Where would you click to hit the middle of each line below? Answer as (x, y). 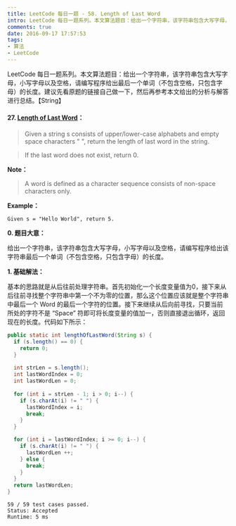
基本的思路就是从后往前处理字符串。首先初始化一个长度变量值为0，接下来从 (117, 287)
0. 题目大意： (26, 233)
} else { (33, 459)
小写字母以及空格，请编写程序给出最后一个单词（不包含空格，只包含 (118, 82)
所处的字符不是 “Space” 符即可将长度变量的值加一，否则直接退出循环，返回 (116, 313)
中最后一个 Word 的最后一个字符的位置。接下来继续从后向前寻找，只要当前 (115, 304)
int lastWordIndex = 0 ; (48, 375)
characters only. (48, 192)
